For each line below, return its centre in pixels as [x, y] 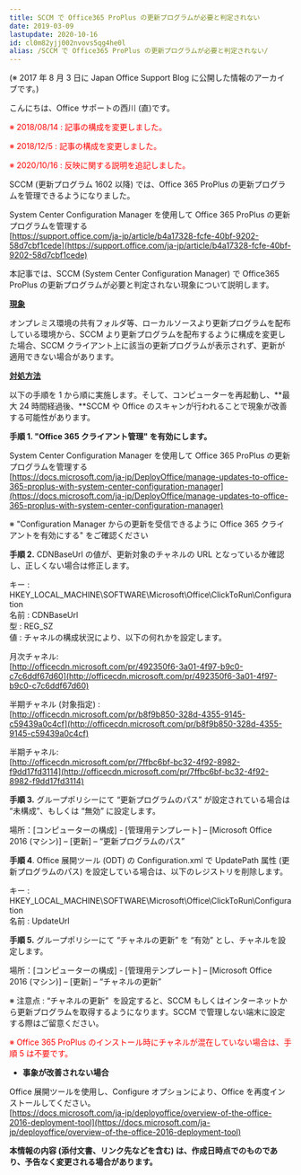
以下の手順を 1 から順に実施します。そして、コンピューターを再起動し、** [146, 395]
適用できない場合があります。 [64, 357]
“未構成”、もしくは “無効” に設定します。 [85, 811]
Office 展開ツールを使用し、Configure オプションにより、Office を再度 [140, 1091]
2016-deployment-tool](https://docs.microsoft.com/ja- [110, 1123]
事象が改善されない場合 [65, 1073]
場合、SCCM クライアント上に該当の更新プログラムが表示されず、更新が [151, 346]
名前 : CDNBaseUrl [44, 615]
